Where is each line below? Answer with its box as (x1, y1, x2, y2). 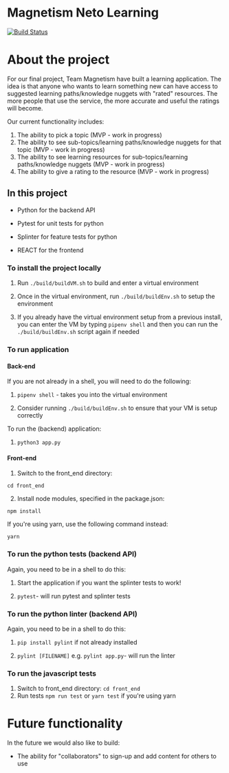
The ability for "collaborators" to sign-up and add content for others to (17, 752, 217, 761)
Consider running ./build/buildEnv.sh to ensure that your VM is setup (17, 404, 218, 412)
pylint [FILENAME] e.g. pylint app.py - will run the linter (17, 651, 175, 660)
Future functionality (7, 716, 123, 732)
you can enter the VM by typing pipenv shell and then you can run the (17, 320, 219, 329)
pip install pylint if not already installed (17, 638, 138, 646)
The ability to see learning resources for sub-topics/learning (17, 153, 188, 161)
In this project (7, 188, 67, 199)
